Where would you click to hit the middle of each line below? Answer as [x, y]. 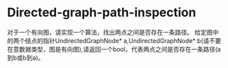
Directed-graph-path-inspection [102, 13]
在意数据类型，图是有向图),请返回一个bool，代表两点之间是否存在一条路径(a [114, 49]
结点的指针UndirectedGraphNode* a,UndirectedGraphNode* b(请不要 [123, 40]
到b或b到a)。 [26, 57]
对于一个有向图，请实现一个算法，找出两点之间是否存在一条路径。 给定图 [110, 32]
